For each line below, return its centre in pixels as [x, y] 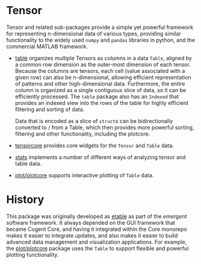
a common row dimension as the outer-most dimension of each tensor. [103, 64]
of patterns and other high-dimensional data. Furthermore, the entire [100, 83]
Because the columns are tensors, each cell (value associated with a [100, 71]
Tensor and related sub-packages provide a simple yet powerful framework [100, 27]
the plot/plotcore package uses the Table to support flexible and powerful [97, 248]
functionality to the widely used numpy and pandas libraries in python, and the [101, 40]
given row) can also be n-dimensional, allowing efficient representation [103, 77]
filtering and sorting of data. [50, 109]
